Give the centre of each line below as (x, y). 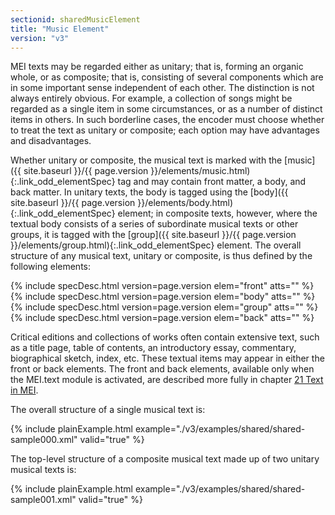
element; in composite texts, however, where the (217, 213)
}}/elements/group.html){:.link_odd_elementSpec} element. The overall (156, 245)
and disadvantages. (51, 141)
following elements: (51, 267)
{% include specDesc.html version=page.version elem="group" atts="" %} (164, 307)
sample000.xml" (44, 440)
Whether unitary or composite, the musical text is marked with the (146, 160)
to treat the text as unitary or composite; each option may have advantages (165, 130)
